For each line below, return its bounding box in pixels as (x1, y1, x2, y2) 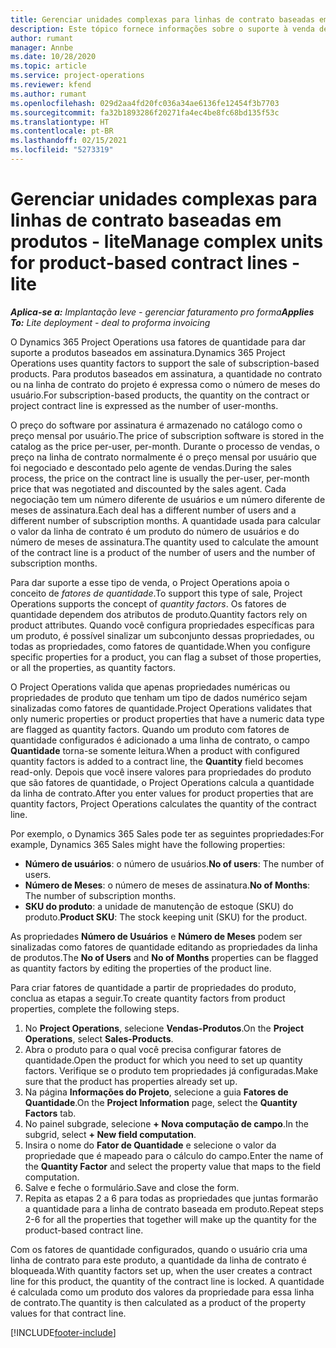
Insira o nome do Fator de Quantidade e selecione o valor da (24, 1139, 277, 1151)
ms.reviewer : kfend (10, 80, 92, 90)
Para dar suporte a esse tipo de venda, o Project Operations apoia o (10, 576, 290, 588)
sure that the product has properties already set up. (24, 1075, 238, 1087)
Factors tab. (24, 1107, 77, 1119)
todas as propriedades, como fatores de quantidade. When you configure (10, 640, 311, 652)
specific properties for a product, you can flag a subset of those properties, (10, 651, 322, 663)
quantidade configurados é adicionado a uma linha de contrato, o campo (10, 734, 311, 746)
